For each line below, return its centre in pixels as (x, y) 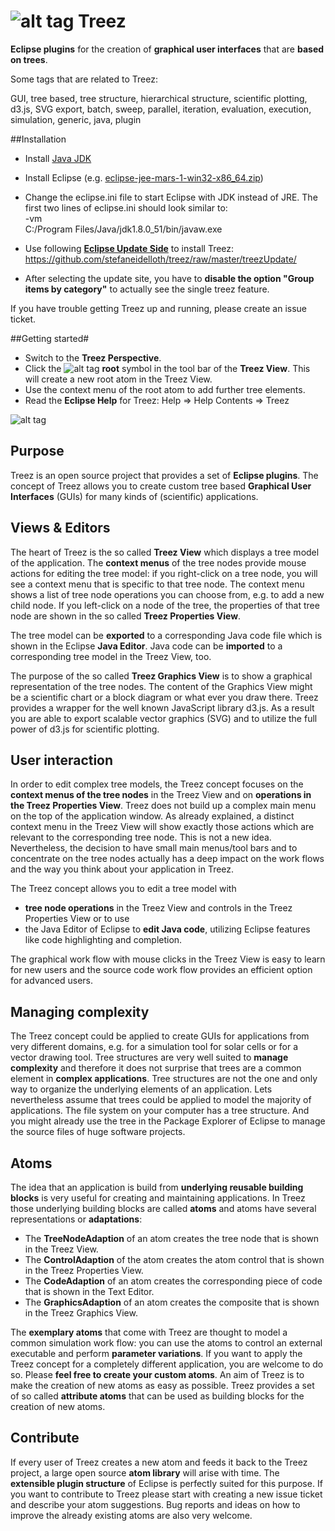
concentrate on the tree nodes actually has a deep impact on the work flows (167, 859)
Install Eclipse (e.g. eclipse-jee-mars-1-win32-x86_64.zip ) (144, 177)
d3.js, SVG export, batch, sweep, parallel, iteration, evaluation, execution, (161, 109)
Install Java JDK (58, 158)
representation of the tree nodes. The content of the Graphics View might (161, 686)
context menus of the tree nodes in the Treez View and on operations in (161, 795)
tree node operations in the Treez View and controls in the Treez (158, 908)
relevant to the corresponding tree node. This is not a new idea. (141, 837)
